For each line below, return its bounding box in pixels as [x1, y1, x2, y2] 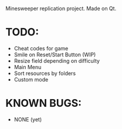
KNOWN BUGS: [5, 97, 82, 110]
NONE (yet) [13, 116, 42, 123]
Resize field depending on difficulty [13, 57, 100, 64]
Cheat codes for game [13, 45, 69, 52]
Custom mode [13, 76, 49, 83]
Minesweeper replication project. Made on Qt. [5, 5, 117, 12]
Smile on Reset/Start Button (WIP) [13, 51, 96, 58]
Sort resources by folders [13, 70, 76, 77]
